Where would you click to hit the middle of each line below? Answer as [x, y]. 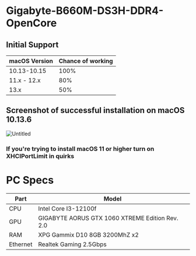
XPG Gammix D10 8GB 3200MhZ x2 [88, 234]
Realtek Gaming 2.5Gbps [72, 244]
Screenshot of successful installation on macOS [95, 111]
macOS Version [31, 61]
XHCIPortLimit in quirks [40, 156]
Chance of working [86, 61]
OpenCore [32, 23]
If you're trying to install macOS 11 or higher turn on [80, 149]
